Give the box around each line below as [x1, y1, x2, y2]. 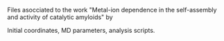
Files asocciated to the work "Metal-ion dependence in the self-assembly [7, 6, 217, 14]
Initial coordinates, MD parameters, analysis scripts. [7, 27, 155, 34]
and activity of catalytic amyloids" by [7, 13, 113, 21]
